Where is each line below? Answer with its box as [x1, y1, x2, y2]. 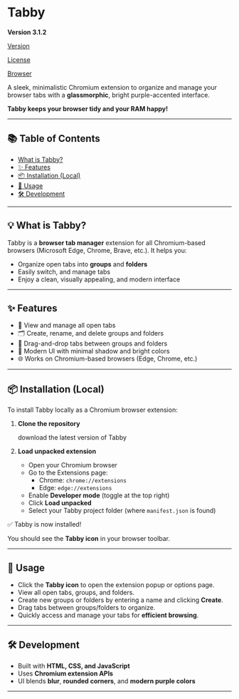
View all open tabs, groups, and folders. [17, 589, 135, 596]
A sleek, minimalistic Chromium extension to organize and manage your [7, 83, 218, 91]
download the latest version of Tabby [17, 433, 127, 442]
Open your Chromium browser [28, 461, 117, 470]
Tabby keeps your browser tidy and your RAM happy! [7, 104, 169, 113]
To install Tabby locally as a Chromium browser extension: [7, 405, 178, 414]
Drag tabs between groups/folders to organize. [17, 604, 156, 611]
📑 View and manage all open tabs [17, 321, 116, 330]
